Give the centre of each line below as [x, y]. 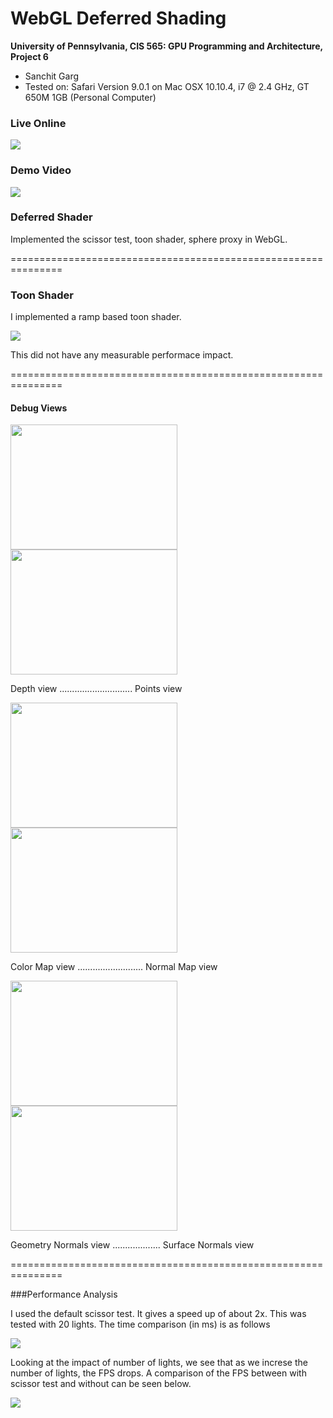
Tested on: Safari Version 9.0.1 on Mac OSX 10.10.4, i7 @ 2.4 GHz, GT [167, 86]
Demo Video [41, 170]
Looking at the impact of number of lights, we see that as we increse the [159, 1363]
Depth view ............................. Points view [96, 689]
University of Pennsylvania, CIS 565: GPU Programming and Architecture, [166, 46]
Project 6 [29, 56]
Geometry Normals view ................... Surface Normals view [132, 1245]
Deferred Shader [51, 217]
